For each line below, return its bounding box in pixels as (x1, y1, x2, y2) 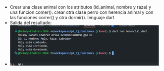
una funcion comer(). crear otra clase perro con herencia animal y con (9, 9, 154, 15)
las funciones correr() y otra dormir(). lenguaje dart (9, 15, 115, 20)
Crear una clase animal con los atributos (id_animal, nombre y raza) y (9, 4, 152, 10)
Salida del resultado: (9, 20, 52, 25)
